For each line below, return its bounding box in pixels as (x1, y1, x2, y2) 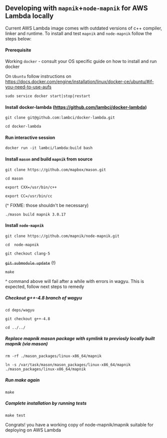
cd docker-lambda (5, 124, 41, 129)
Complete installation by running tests (5, 400, 87, 406)
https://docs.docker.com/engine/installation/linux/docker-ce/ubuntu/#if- (5, 78, 154, 84)
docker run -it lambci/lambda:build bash (5, 145, 93, 150)
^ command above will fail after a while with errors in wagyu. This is (5, 278, 144, 284)
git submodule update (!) (5, 259, 56, 265)
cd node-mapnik (5, 242, 39, 247)
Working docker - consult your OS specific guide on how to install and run (5, 58, 157, 64)
